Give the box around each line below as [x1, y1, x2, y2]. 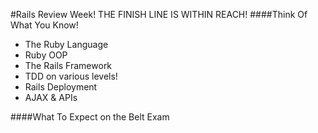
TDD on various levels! [24, 70, 118, 82]
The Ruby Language [24, 39, 109, 50]
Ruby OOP [24, 49, 68, 61]
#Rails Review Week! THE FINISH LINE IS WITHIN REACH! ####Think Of [10, 9, 308, 20]
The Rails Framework [24, 60, 113, 71]
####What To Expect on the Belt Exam [10, 111, 170, 123]
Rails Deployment [24, 81, 98, 93]
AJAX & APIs [24, 92, 78, 103]
